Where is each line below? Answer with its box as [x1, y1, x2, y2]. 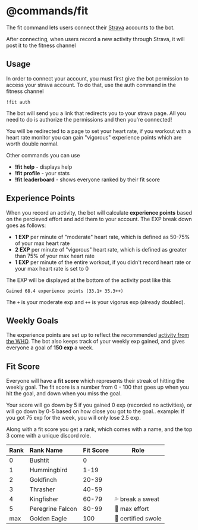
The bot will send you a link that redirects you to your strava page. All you [6, 109, 186, 117]
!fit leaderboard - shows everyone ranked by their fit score [14, 176, 161, 183]
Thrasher [29, 485, 55, 494]
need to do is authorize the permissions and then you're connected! [6, 116, 172, 123]
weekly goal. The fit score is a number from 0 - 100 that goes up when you [6, 383, 189, 391]
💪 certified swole [114, 514, 162, 523]
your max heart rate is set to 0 [14, 265, 89, 272]
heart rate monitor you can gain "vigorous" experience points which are [6, 134, 182, 141]
